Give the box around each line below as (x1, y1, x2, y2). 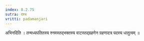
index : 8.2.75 (5, 7, 35, 12)
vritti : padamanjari (5, 16, 48, 21)
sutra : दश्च (5, 12, 27, 17)
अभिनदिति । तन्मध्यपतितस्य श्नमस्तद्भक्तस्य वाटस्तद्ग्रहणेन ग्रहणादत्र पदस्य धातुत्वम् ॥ (5, 30, 140, 36)
